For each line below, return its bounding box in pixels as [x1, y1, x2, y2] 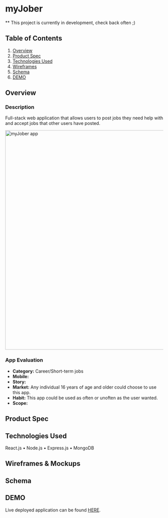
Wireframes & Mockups [5, 459, 81, 468]
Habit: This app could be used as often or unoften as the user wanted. [12, 395, 158, 401]
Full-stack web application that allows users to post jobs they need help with [5, 115, 163, 121]
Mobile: [12, 373, 29, 379]
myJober [5, 3, 43, 15]
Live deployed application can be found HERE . [5, 507, 101, 513]
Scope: [12, 400, 28, 406]
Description [5, 104, 35, 111]
